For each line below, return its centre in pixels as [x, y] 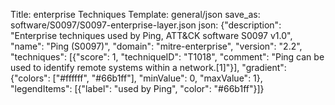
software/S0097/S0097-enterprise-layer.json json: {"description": [146, 25]
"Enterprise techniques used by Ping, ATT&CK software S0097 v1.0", [151, 35]
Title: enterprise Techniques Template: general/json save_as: [135, 14]
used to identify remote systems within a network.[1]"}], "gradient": [148, 67]
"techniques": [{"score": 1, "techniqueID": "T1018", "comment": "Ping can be [167, 57]
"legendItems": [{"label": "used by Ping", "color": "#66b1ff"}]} [137, 88]
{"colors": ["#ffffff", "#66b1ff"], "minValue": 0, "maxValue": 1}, [136, 78]
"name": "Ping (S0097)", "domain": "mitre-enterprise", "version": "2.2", [156, 46]
